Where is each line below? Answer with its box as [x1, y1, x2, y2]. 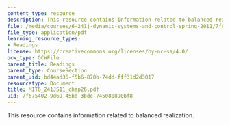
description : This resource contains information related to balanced [7, 16, 213, 23]
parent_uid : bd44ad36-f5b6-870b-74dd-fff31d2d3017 [7, 73, 155, 81]
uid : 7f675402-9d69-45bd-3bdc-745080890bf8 [7, 93, 133, 100]
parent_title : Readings [7, 61, 75, 68]
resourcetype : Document [7, 80, 75, 87]
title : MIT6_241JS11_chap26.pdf [7, 86, 99, 93]
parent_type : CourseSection [7, 67, 88, 74]
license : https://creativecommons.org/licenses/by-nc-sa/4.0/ [7, 48, 188, 55]
